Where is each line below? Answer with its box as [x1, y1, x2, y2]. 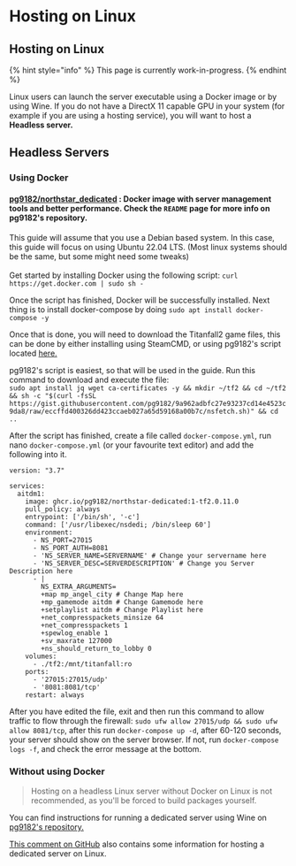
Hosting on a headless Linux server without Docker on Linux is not [30, 786, 273, 796]
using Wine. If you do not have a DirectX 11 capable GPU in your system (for [9, 101, 285, 111]
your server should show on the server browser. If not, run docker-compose [9, 734, 279, 745]
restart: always [25, 690, 86, 700]
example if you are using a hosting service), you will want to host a [9, 111, 252, 120]
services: [9, 481, 46, 490]
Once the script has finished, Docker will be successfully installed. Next [9, 295, 270, 305]
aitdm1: [17, 489, 46, 498]
